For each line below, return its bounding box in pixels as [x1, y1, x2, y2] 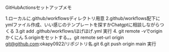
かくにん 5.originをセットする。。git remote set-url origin [5, 35, 124, 40]
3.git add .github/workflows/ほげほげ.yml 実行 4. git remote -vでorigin [15, 28, 163, 34]
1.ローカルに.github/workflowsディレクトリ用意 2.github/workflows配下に [5, 15, 160, 21]
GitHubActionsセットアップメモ [5, 5, 72, 10]
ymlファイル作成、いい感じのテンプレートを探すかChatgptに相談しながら [5, 22, 160, 28]
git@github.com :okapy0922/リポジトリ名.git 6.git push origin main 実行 [5, 41, 157, 47]
